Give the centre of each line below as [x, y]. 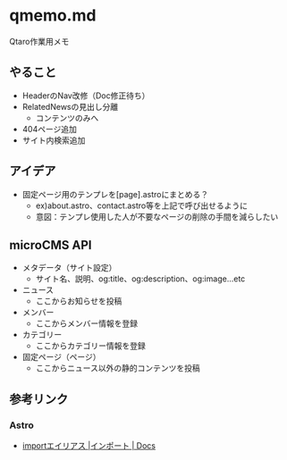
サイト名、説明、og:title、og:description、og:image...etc [140, 279]
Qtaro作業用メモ [39, 41]
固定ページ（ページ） [61, 357]
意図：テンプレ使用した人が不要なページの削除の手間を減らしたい [157, 216]
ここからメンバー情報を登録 [87, 323]
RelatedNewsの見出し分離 [70, 106]
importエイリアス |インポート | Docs [89, 446]
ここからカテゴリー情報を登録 [90, 346]
